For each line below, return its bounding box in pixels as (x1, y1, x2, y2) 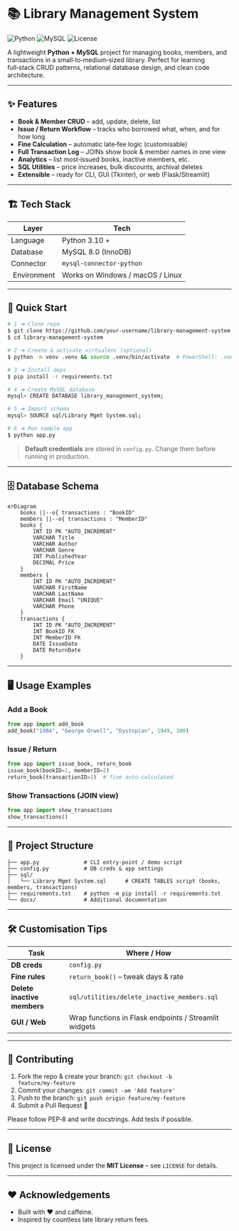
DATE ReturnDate (33, 647, 81, 654)
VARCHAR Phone (33, 602, 75, 610)
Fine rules (11, 971, 46, 981)
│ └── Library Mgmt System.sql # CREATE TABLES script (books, (7, 877, 221, 885)
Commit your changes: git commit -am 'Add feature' (17, 1086, 176, 1095)
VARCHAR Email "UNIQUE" (33, 597, 103, 604)
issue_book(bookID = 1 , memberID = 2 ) (7, 767, 110, 774)
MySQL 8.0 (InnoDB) (61, 247, 132, 257)
